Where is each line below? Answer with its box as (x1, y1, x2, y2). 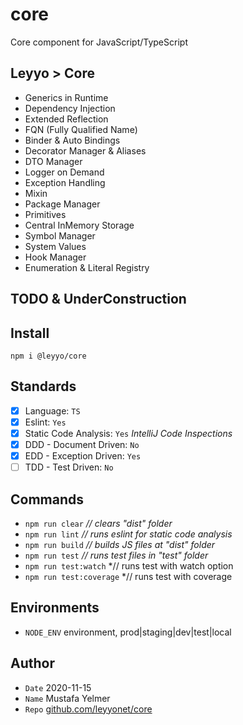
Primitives (24, 208, 67, 220)
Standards (10, 378, 77, 395)
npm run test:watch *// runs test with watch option (24, 559, 234, 572)
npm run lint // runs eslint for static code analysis (24, 528, 233, 540)
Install (10, 324, 50, 342)
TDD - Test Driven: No (24, 461, 114, 473)
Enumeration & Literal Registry (24, 261, 150, 273)
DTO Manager (24, 155, 83, 167)
